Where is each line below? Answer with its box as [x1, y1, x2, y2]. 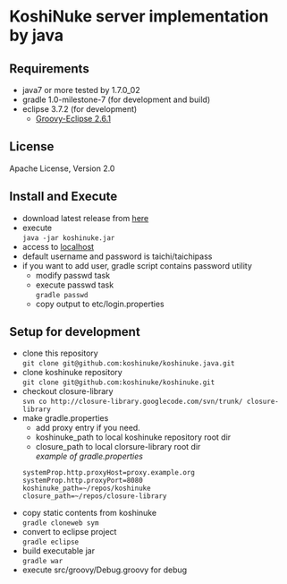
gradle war [21, 557, 63, 566]
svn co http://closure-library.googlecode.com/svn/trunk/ [21, 397, 243, 407]
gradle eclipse [21, 537, 80, 547]
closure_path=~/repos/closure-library [21, 492, 167, 501]
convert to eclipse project [21, 527, 117, 537]
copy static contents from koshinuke [21, 508, 157, 519]
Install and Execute [9, 189, 118, 204]
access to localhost [21, 241, 95, 252]
